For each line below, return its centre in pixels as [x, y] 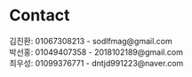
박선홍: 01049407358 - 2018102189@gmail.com [96, 52]
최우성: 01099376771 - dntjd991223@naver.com [96, 63]
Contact [40, 15]
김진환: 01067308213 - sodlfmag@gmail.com [91, 41]
